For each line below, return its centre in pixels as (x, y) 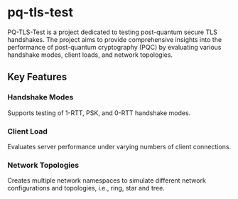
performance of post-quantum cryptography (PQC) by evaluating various (114, 47)
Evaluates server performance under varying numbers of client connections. (119, 146)
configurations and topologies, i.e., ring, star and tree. (86, 188)
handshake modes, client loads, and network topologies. (90, 55)
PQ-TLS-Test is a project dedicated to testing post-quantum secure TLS (113, 32)
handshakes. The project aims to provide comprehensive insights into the (115, 39)
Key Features (37, 77)
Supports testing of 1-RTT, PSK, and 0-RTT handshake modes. (99, 113)
